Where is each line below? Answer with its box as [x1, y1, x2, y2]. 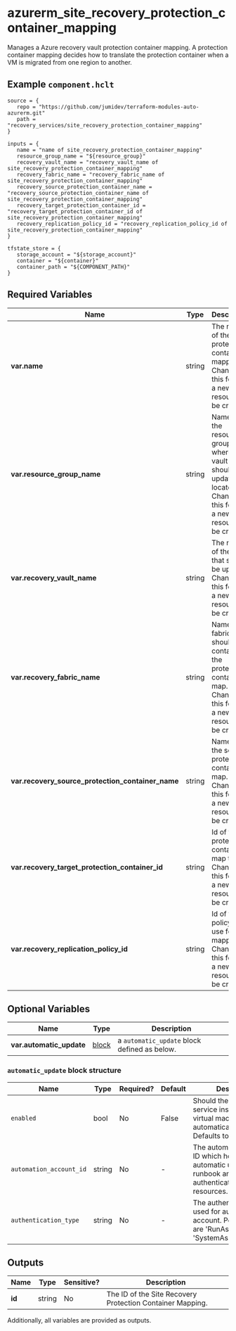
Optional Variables [7, 1002, 90, 1014]
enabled [11, 1114, 37, 1122]
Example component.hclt [7, 79, 114, 91]
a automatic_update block [117, 1036, 202, 1045]
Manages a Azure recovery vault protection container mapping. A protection [7, 43, 228, 51]
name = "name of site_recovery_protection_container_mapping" [16, 146, 202, 153]
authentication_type [11, 1216, 79, 1224]
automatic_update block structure [7, 1066, 122, 1076]
